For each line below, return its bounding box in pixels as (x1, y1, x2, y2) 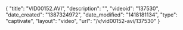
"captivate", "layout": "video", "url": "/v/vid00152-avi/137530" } (5, 18, 160, 24)
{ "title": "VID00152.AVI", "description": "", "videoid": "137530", (5, 5, 160, 12)
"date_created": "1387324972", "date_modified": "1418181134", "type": (5, 11, 178, 18)
